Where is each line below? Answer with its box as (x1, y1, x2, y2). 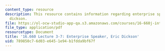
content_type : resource (5, 7, 54, 12)
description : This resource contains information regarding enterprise (5, 12, 155, 17)
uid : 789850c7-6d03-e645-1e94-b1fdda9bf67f (5, 39, 96, 44)
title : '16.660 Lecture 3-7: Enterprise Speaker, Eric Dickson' (5, 34, 139, 39)
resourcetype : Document (5, 30, 54, 34)
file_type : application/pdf (5, 25, 63, 30)
